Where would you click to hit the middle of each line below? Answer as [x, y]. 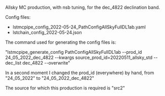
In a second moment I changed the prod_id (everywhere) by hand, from [80, 73]
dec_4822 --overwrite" [46, 63]
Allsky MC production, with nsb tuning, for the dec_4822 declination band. [83, 7]
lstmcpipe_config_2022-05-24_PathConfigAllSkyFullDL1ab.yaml [79, 27]
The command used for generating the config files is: [61, 42]
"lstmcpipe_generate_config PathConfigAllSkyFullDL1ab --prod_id [74, 52]
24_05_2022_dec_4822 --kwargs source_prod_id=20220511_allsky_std [79, 57]
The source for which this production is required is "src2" [65, 88]
